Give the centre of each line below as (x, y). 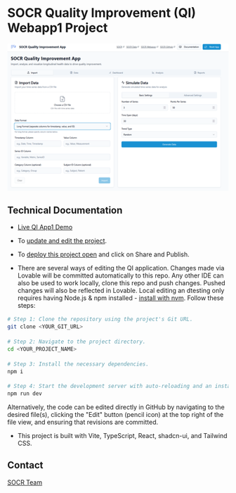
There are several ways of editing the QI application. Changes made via (121, 268)
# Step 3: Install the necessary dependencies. (78, 364)
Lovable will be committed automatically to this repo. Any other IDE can (120, 275)
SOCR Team (25, 482)
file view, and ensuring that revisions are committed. (83, 422)
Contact (25, 465)
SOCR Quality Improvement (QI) (102, 13)
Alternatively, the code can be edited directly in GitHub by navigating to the (116, 407)
